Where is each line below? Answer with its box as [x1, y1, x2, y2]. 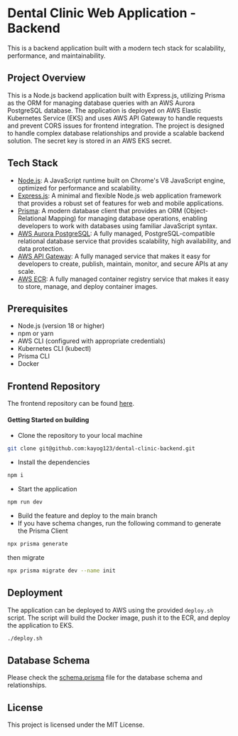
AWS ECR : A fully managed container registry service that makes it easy [17, 275, 229, 283]
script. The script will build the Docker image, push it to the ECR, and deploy [7, 613, 231, 622]
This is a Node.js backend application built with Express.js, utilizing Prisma [7, 91, 225, 99]
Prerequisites [7, 302, 68, 315]
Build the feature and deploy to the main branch [17, 511, 158, 520]
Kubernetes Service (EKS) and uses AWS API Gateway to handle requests [7, 113, 223, 122]
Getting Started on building [7, 415, 90, 424]
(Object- [183, 206, 208, 215]
